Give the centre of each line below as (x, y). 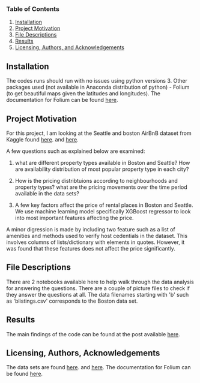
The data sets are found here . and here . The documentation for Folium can (98, 367)
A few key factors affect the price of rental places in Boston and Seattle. (104, 205)
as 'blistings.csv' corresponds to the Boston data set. (72, 301)
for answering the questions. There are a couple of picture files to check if (98, 288)
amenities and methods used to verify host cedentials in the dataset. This (97, 236)
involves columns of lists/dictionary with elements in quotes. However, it (95, 242)
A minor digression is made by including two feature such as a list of (91, 229)
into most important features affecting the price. (74, 218)
